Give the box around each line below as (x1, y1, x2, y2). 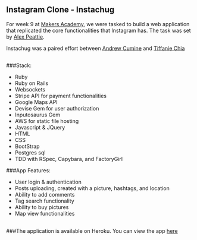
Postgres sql (14, 149, 46, 156)
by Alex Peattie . (6, 33, 45, 40)
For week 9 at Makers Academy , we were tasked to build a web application (6, 20, 190, 27)
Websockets (14, 86, 46, 93)
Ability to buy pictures (14, 204, 69, 211)
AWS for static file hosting (14, 118, 79, 125)
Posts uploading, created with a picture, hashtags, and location (14, 185, 170, 192)
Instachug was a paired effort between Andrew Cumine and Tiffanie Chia (6, 45, 185, 52)
